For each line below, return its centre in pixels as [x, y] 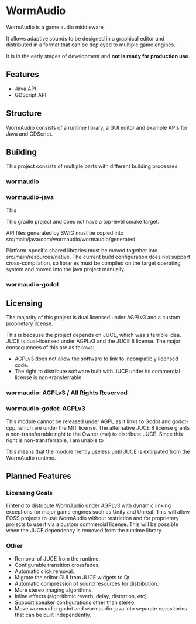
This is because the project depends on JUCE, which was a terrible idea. [94, 335]
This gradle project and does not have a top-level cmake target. [83, 221]
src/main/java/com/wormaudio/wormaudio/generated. [72, 239]
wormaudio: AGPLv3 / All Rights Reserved [67, 393]
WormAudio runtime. [31, 458]
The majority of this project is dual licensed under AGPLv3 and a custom [93, 318]
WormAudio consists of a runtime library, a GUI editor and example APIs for [97, 127]
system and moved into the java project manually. [66, 269]
